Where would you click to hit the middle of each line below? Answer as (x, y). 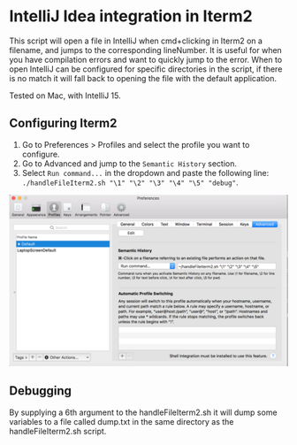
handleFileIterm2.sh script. (58, 431)
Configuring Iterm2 (63, 123)
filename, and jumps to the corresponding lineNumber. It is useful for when (146, 50)
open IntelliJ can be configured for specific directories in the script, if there (146, 69)
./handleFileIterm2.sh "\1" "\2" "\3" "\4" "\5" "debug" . (130, 182)
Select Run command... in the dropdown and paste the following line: (145, 173)
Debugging (41, 391)
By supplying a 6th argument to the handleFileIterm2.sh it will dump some (143, 412)
